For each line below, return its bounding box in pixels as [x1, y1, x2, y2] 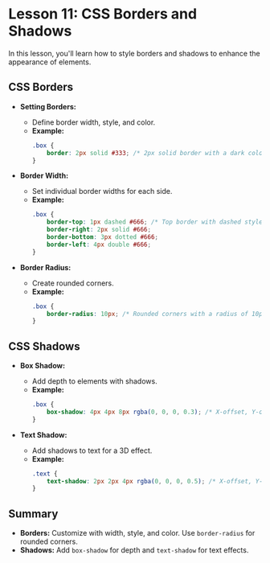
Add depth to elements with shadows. [31, 376, 158, 386]
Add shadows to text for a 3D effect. [31, 446, 153, 455]
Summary [8, 507, 59, 520]
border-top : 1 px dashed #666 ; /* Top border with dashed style [47, 218, 263, 226]
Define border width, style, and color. [31, 117, 156, 127]
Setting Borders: [19, 101, 76, 111]
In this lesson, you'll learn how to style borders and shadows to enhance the [8, 48, 260, 58]
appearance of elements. [8, 57, 92, 67]
